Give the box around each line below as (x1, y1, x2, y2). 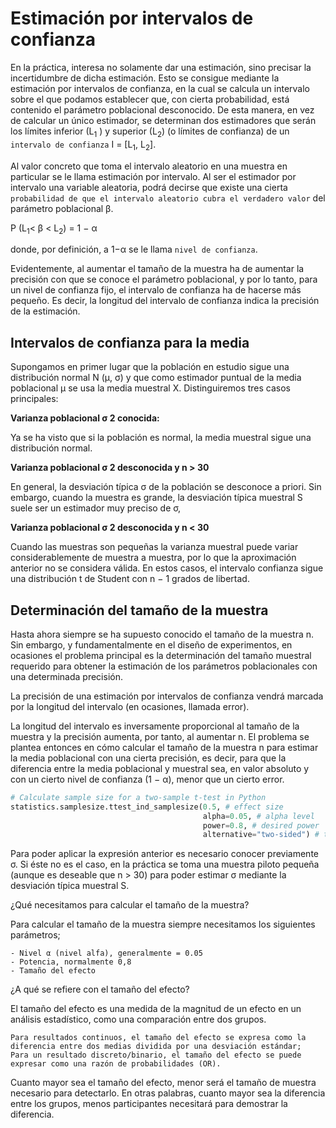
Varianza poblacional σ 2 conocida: (10, 412, 160, 424)
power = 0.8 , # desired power (202, 820, 320, 831)
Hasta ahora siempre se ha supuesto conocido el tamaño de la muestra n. (10, 628, 315, 640)
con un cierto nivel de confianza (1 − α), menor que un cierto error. (10, 773, 285, 785)
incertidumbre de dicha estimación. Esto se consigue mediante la (10, 72, 280, 84)
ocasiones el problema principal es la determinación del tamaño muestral (10, 649, 312, 661)
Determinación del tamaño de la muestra (10, 602, 269, 619)
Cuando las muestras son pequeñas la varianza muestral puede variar (10, 541, 299, 553)
